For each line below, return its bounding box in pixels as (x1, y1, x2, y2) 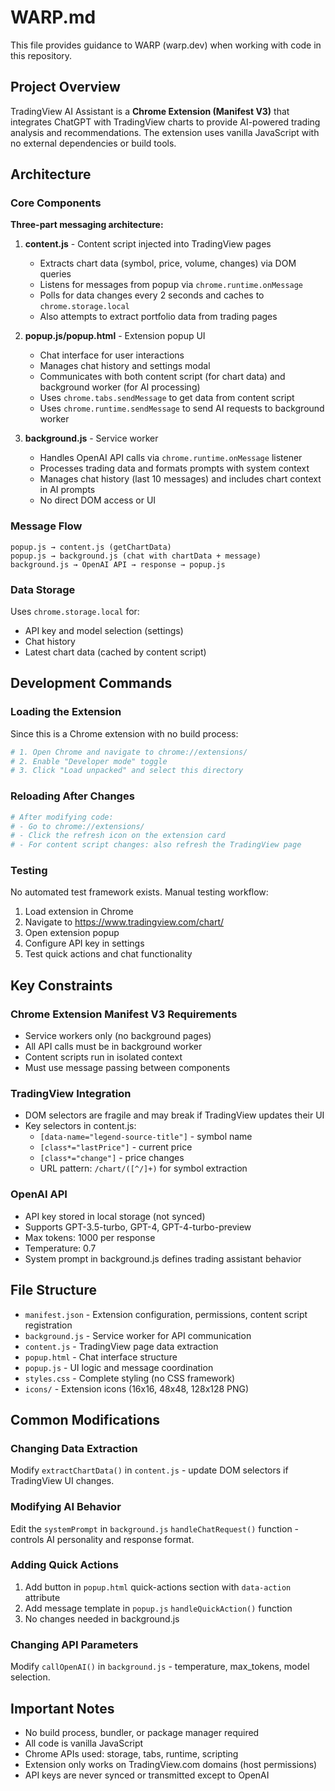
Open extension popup (24, 927, 120, 939)
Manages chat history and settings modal (39, 360, 211, 372)
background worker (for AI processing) (39, 381, 201, 393)
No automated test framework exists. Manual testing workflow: (10, 886, 269, 898)
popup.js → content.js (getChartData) (10, 542, 172, 552)
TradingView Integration (10, 1087, 132, 1101)
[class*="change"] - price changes (39, 1152, 185, 1164)
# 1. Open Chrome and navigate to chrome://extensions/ (10, 747, 248, 757)
